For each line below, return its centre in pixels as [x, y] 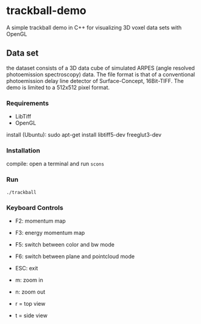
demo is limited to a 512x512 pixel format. [58, 87]
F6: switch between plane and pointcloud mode [75, 256]
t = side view [31, 315]
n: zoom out [30, 292]
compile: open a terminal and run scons [55, 164]
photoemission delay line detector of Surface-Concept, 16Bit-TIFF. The [95, 81]
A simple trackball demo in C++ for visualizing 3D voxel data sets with [94, 27]
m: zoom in [29, 280]
